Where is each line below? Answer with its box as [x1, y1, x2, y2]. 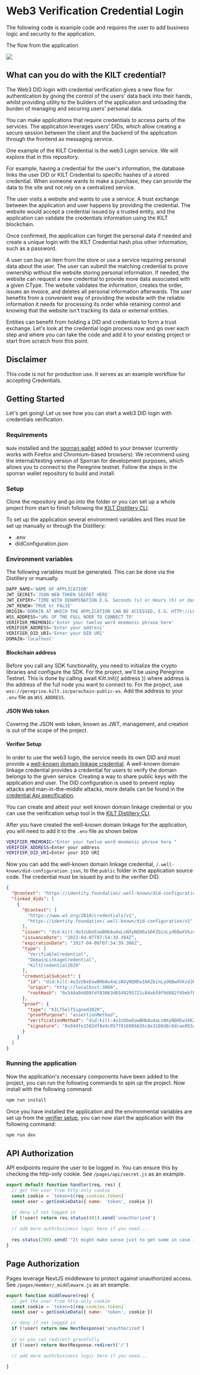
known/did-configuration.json [6, 868, 82, 874]
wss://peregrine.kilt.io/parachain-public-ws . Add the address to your [6, 687, 183, 694]
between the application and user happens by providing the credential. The [6, 201, 190, 209]
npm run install [6, 1097, 46, 1103]
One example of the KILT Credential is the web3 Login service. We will [6, 147, 179, 154]
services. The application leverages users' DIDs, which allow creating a [6, 123, 182, 130]
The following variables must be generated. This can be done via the [6, 568, 174, 575]
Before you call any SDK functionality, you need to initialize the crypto [6, 662, 177, 669]
